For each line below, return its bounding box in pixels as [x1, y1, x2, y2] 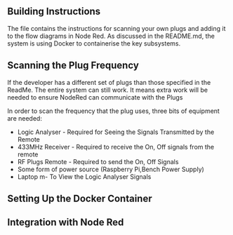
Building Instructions [7, 6, 101, 18]
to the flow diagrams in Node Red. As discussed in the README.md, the [7, 32, 215, 40]
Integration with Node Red [7, 217, 124, 229]
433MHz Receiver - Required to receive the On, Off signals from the [17, 142, 215, 151]
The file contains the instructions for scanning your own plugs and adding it [7, 24, 226, 32]
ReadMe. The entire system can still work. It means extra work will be [7, 86, 208, 94]
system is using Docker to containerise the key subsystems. [7, 39, 181, 48]
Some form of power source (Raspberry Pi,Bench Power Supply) [17, 165, 205, 173]
